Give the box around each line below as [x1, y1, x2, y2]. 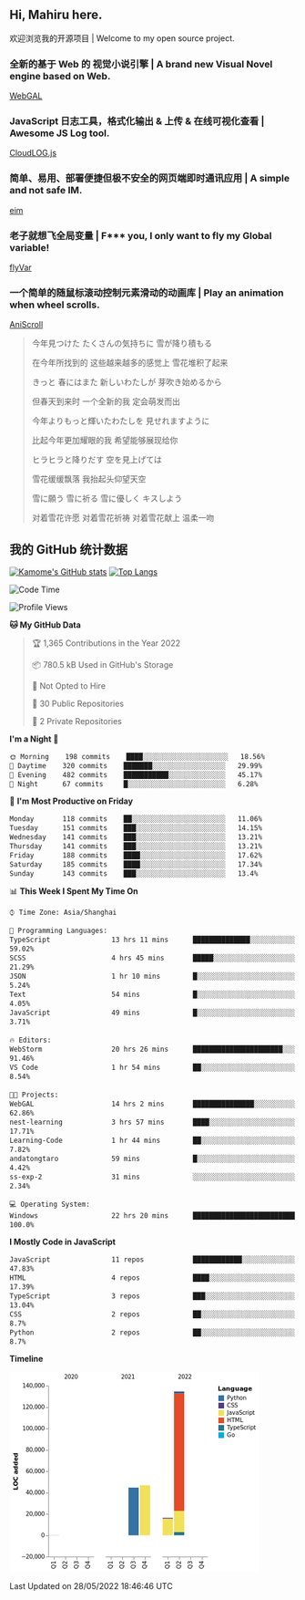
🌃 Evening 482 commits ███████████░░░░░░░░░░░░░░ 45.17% [9, 771, 262, 780]
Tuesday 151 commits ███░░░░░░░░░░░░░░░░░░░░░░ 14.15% [9, 824, 262, 833]
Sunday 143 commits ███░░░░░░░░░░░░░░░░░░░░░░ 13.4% [9, 869, 259, 878]
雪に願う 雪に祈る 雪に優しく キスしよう [31, 493, 183, 504]
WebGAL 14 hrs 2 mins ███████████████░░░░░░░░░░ [9, 1099, 296, 1109]
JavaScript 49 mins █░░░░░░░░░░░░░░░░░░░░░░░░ [9, 1008, 296, 1018]
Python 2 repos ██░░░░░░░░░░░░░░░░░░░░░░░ [9, 1328, 296, 1337]
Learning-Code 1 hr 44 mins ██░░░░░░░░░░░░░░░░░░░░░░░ [9, 1136, 296, 1146]
